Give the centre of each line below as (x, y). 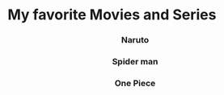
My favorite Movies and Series (112, 15)
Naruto (135, 40)
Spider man (135, 62)
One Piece (135, 83)
